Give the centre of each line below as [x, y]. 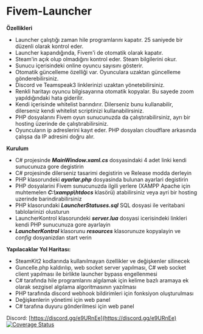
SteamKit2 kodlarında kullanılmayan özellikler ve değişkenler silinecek [102, 261]
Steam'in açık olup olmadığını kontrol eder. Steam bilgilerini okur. [96, 59]
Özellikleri [19, 28]
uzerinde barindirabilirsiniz [48, 199]
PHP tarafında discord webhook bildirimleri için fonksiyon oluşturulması [104, 293]
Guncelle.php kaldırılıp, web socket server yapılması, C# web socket [101, 267]
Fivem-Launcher [49, 11]
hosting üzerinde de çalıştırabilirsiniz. [62, 123]
